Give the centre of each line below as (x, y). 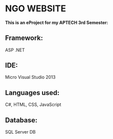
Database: (21, 120)
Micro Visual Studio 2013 (30, 77)
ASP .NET (15, 50)
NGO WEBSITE (36, 9)
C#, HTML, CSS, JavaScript (33, 104)
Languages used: (32, 92)
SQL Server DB (20, 132)
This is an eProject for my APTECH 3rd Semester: (57, 22)
